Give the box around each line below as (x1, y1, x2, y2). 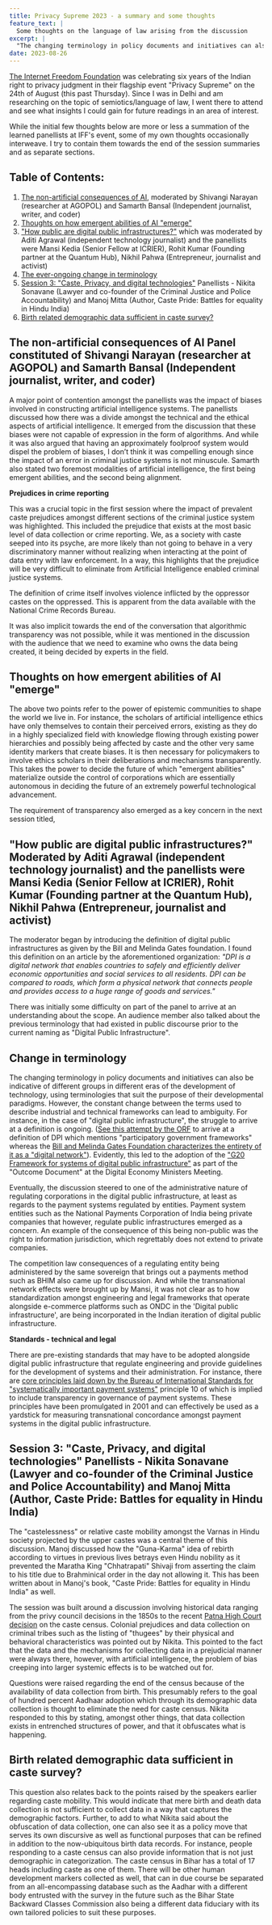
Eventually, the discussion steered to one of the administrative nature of (9, 1183, 249, 1193)
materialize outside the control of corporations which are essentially (9, 773, 236, 782)
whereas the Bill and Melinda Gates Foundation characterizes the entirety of (9, 1141, 262, 1152)
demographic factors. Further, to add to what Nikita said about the (9, 1813, 229, 1822)
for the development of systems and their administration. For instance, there (9, 1367, 262, 1377)
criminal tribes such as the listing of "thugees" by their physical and (9, 1628, 235, 1637)
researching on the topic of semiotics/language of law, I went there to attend (9, 98, 263, 107)
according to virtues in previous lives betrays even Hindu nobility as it (9, 1552, 241, 1562)
